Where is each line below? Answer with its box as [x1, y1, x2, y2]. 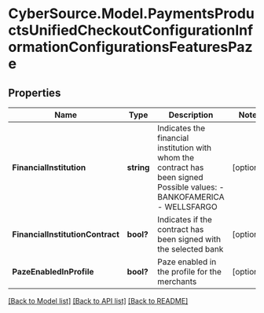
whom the [156, 153, 195, 163]
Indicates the [156, 123, 206, 134]
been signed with [156, 234, 222, 245]
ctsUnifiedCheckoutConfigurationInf [8, 21, 254, 39]
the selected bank [156, 244, 224, 254]
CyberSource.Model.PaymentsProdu [8, 5, 255, 23]
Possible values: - [156, 182, 225, 193]
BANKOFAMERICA [156, 192, 225, 202]
